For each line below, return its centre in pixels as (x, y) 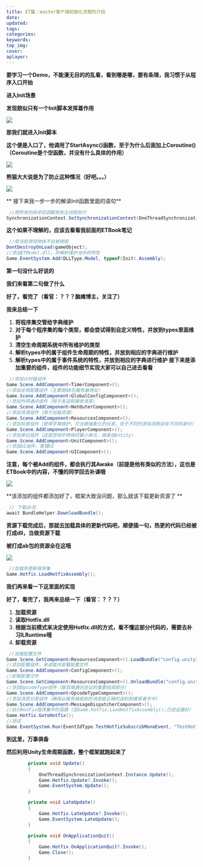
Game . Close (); (56, 852)
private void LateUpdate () (62, 802)
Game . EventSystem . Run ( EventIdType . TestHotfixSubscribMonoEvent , (89, 727)
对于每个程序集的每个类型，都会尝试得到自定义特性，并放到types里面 (102, 329)
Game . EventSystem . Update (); (74, 786)
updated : (17, 23)
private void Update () (56, 763)
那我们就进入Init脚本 (32, 132)
